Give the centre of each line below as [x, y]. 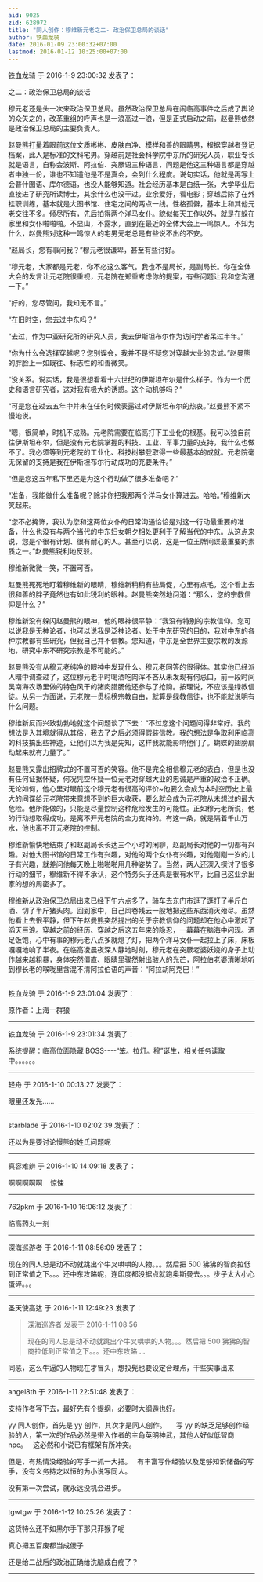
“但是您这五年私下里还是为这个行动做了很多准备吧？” [94, 479]
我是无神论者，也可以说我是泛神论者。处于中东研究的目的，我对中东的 [135, 630]
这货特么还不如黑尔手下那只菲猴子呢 [67, 1529]
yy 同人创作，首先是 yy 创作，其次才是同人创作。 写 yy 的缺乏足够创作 [125, 1425]
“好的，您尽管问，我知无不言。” [58, 303]
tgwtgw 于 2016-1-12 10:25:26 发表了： [71, 1512]
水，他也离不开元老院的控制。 [56, 828]
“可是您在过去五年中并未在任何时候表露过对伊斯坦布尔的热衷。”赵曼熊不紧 [126, 406]
